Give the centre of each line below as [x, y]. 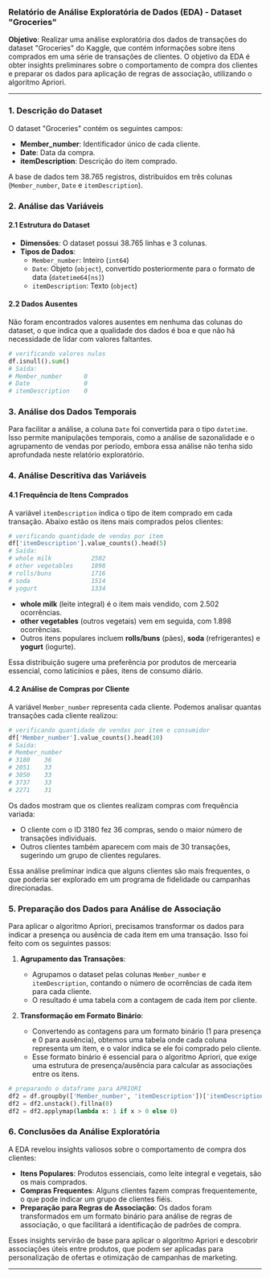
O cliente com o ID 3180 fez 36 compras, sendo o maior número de [131, 829]
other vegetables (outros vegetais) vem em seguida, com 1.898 [125, 621]
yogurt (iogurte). [48, 647]
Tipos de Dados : [48, 251]
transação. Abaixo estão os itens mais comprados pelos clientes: [116, 521]
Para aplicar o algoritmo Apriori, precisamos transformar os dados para [126, 926]
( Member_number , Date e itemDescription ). [76, 185]
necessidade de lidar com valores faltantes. [80, 339]
